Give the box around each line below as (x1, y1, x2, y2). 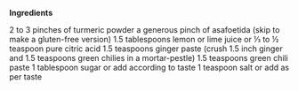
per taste (9, 72, 43, 82)
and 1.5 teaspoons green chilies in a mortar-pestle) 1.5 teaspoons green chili (9, 53, 289, 63)
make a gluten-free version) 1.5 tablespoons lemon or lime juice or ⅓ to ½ (9, 34, 279, 44)
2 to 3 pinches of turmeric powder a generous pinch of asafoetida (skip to (9, 25, 280, 34)
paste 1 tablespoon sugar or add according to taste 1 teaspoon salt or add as (9, 62, 290, 72)
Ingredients (9, 8, 53, 18)
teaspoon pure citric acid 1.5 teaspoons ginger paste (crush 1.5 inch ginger (9, 43, 283, 54)
